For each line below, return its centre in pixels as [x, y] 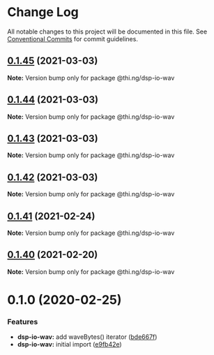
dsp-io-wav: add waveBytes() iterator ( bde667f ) [87, 337]
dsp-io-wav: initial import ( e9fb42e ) [69, 345]
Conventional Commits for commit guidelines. [72, 38]
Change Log [43, 12]
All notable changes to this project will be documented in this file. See [107, 31]
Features [23, 321]
